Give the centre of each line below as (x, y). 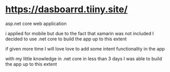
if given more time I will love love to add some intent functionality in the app (85, 49)
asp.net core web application (36, 23)
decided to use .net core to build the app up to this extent (66, 39)
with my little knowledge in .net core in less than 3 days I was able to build (84, 58)
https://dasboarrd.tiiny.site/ (67, 9)
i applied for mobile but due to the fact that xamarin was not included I (80, 33)
